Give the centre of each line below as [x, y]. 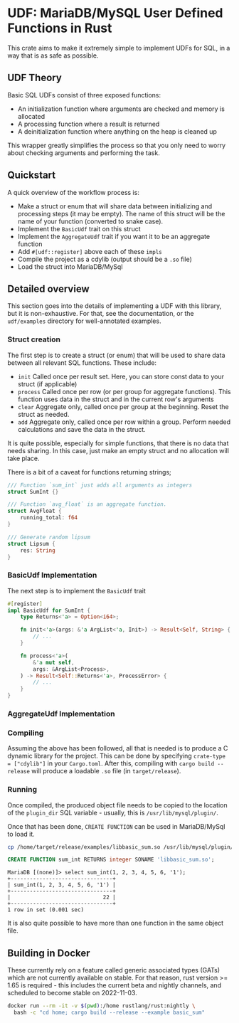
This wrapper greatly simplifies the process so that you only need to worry [117, 145]
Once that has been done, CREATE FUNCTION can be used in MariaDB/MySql [116, 826]
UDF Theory [34, 78]
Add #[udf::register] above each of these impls [90, 251]
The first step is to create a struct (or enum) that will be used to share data [116, 355]
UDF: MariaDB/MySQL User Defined [115, 13]
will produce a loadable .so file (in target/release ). [106, 771]
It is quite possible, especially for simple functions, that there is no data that [118, 443]
